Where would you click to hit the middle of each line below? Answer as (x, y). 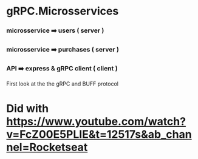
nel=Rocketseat (47, 147)
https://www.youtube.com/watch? (96, 121)
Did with (28, 108)
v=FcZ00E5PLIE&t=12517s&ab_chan (99, 134)
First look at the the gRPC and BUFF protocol (62, 84)
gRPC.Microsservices (63, 11)
